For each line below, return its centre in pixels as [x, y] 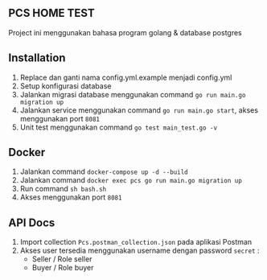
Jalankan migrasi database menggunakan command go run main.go [133, 94]
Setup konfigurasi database [66, 86]
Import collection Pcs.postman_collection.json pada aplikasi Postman [136, 242]
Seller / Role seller [62, 259]
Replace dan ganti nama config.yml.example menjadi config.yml [126, 77]
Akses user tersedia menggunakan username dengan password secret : [140, 251]
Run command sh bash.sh [63, 189]
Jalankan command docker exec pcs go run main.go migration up [131, 180]
